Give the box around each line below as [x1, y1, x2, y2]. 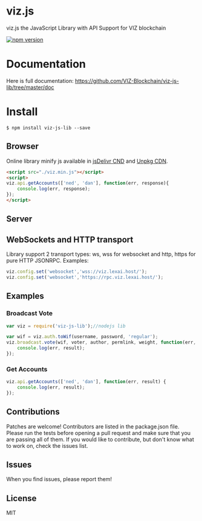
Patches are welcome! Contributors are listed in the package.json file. [6, 422, 180, 430]
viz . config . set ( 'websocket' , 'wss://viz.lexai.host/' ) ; [6, 269, 148, 275]
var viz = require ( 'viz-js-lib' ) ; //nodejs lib [6, 323, 126, 329]
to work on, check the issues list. [6, 442, 88, 449]
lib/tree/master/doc [6, 84, 54, 91]
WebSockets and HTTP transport [6, 234, 134, 244]
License [6, 493, 37, 503]
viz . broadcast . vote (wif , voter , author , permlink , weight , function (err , [6, 339, 197, 346]
